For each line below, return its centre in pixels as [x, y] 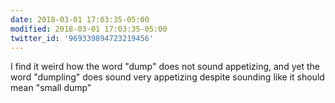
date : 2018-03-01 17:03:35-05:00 [80, 19]
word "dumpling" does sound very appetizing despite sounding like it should [167, 77]
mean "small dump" [51, 88]
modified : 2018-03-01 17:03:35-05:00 [89, 29]
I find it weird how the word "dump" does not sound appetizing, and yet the [165, 67]
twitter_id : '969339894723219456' [82, 38]
